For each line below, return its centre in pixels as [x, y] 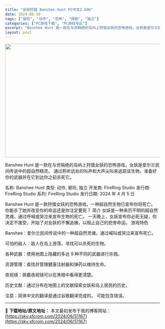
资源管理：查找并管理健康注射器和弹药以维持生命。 [57, 264]
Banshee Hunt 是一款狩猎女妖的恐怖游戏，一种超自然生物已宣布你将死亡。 [80, 204]
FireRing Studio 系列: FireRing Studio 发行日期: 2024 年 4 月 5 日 [70, 194]
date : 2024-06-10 [23, 14]
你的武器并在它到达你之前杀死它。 [40, 177]
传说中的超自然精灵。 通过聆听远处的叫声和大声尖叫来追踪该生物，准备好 [83, 171]
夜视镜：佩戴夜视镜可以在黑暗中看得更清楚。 [50, 275]
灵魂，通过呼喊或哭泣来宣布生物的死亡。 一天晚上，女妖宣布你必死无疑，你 [81, 216]
